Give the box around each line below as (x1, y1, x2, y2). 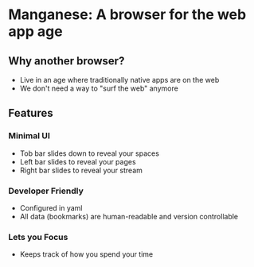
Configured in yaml (19, 203, 83, 212)
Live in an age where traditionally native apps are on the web (19, 75, 220, 84)
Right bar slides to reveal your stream (19, 165, 143, 175)
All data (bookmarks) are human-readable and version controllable (19, 211, 239, 221)
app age (8, 22, 63, 41)
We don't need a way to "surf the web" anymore (19, 83, 179, 93)
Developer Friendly (8, 185, 84, 196)
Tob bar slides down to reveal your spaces (19, 149, 159, 158)
